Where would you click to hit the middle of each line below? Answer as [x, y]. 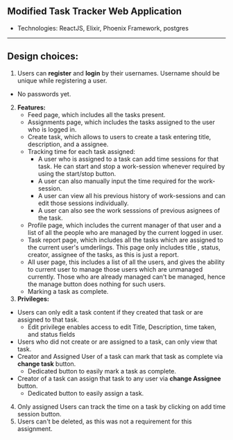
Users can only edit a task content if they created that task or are [110, 312]
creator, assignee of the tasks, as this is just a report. [103, 254]
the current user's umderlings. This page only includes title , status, [124, 247]
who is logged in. [52, 129]
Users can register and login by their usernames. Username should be [118, 73]
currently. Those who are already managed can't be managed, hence [126, 276]
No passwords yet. [44, 94]
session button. [39, 414]
